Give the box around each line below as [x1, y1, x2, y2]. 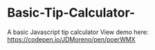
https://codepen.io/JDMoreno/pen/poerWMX [7, 35, 136, 43]
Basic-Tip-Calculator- [7, 5, 136, 21]
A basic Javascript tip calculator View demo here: [7, 28, 149, 36]
